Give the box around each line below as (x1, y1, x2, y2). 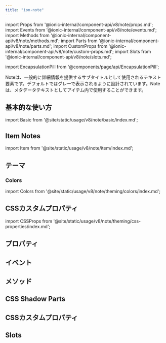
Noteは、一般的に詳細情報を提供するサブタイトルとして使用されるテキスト (5, 74, 161, 80)
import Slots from (114, 48, 151, 54)
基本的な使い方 (5, 103, 52, 112)
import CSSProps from (5, 218, 52, 224)
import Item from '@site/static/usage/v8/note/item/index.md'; (5, 145, 134, 151)
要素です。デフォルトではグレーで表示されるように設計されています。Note (5, 80, 160, 86)
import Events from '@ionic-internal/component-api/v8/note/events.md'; (5, 26, 157, 33)
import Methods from (5, 32, 50, 38)
